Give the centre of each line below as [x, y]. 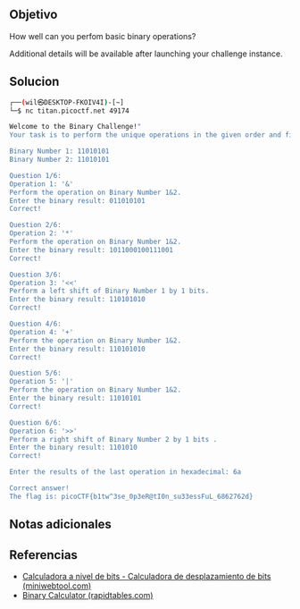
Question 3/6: [36, 275]
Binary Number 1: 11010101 [59, 151]
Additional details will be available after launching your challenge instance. [146, 54]
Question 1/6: [36, 175]
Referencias [44, 555]
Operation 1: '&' [42, 184]
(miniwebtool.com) [57, 586]
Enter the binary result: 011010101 [77, 200]
